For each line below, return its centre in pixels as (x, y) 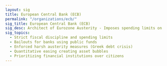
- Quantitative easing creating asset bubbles (59, 51)
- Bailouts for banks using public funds (53, 42)
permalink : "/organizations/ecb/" (41, 19)
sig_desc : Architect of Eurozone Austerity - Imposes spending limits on (84, 28)
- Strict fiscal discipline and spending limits (61, 38)
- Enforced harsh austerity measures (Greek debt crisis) (71, 47)
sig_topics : (17, 33)
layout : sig (17, 10)
